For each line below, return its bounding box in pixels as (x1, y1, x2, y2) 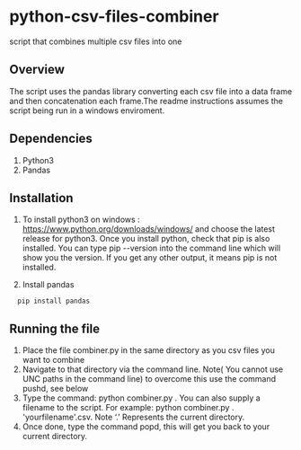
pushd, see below (22, 384, 89, 394)
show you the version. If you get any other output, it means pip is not (22, 252, 278, 263)
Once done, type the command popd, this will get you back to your (22, 421, 270, 432)
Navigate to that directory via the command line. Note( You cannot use (22, 364, 284, 375)
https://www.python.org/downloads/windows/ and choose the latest (22, 224, 276, 234)
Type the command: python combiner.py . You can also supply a (22, 393, 261, 403)
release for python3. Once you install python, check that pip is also (22, 234, 270, 244)
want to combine (22, 355, 85, 366)
